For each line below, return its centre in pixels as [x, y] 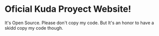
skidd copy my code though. [34, 28]
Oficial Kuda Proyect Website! [68, 9]
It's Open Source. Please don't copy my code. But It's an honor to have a [79, 23]
